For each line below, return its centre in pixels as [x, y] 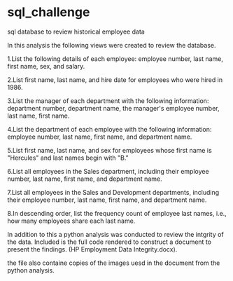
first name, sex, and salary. [46, 66]
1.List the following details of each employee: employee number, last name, [115, 59]
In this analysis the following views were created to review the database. [112, 45]
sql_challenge [49, 12]
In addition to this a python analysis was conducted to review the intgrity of [115, 234]
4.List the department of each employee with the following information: [110, 129]
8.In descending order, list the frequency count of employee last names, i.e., [117, 213]
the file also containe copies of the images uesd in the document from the [114, 263]
